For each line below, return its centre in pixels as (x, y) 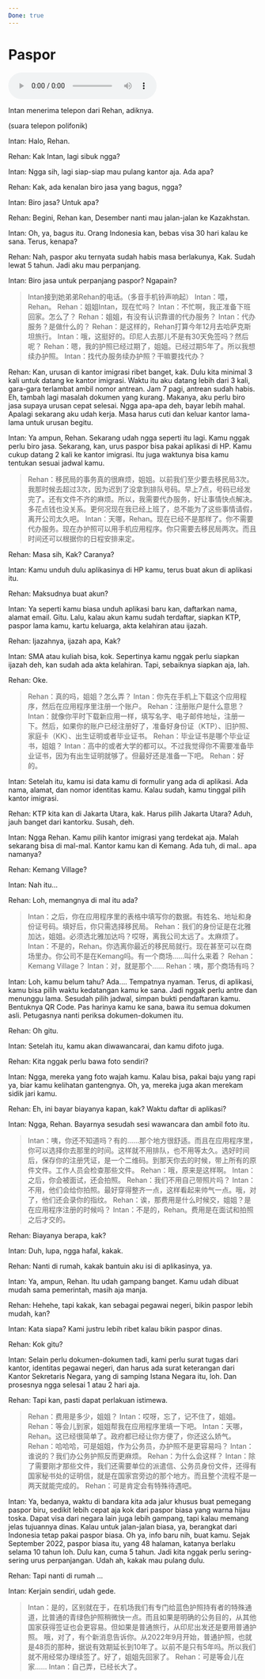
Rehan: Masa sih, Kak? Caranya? (61, 554)
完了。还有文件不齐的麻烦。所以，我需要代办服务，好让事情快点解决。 (142, 498)
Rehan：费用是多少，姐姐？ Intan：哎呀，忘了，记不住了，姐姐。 (133, 1416)
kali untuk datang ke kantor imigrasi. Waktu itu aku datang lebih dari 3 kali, (129, 380)
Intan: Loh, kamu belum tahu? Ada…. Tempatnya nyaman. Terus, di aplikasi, (131, 981)
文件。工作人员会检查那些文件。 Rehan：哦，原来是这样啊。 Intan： (145, 1170)
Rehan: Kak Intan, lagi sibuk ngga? (64, 156)
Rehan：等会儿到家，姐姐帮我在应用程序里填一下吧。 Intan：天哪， (137, 1426)
